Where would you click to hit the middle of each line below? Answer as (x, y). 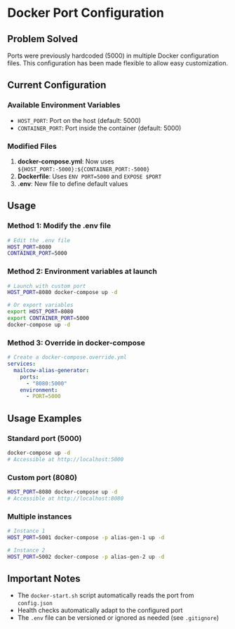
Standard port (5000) (45, 438)
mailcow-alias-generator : (52, 370)
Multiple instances (40, 516)
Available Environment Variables (64, 105)
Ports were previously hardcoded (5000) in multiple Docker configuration (113, 55)
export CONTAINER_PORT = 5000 (48, 318)
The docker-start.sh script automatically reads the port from (106, 595)
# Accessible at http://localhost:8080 (66, 498)
